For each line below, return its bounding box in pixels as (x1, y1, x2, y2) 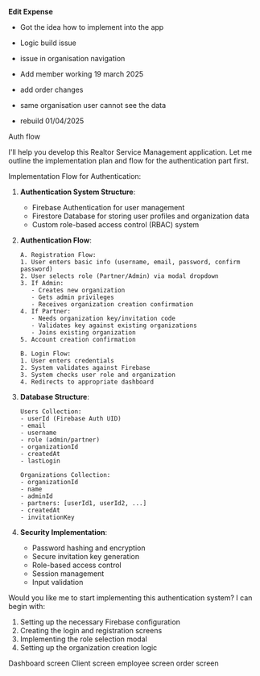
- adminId (19, 492, 54, 500)
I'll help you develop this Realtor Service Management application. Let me (8, 147, 252, 156)
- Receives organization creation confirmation (31, 301, 194, 309)
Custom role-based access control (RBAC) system (31, 220, 200, 229)
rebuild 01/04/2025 (19, 116, 85, 126)
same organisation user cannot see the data (19, 101, 167, 110)
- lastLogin (19, 457, 60, 465)
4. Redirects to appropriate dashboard (19, 378, 155, 386)
